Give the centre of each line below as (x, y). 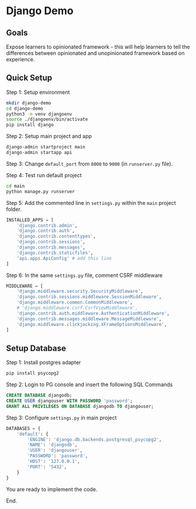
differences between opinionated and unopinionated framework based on (95, 53)
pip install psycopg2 (33, 373)
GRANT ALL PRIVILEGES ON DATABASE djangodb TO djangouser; (80, 406)
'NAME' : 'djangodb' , (52, 445)
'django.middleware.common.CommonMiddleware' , (75, 302)
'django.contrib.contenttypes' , (56, 236)
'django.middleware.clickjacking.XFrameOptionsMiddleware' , (92, 324)
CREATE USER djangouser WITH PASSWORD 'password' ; (69, 401)
